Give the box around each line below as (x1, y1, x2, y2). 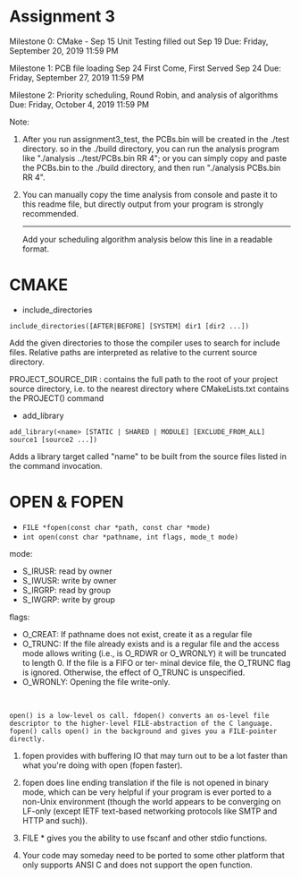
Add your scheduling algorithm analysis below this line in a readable (21, 234, 273, 244)
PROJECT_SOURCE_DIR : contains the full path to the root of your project (9, 373, 279, 384)
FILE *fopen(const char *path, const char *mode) (21, 523, 212, 532)
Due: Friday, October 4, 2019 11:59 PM (9, 98, 150, 109)
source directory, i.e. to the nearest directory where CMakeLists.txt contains (9, 383, 290, 394)
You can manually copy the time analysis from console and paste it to (21, 189, 279, 200)
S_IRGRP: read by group (21, 585, 112, 595)
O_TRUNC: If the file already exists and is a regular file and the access (21, 638, 279, 649)
